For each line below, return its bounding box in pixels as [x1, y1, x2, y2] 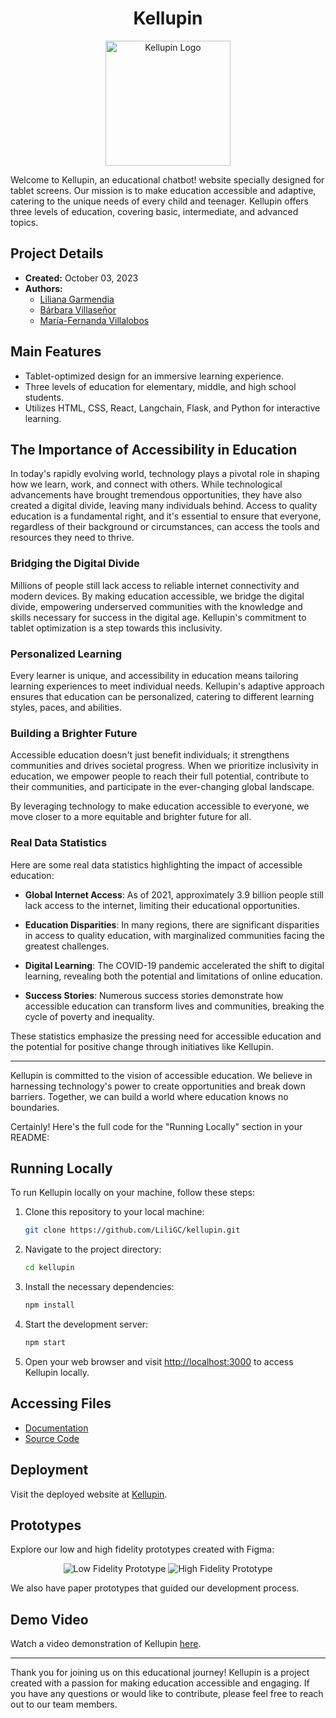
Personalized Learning [10, 647, 123, 661]
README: [10, 1131, 50, 1143]
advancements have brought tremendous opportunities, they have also [10, 489, 303, 501]
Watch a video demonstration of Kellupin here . [10, 1638, 202, 1650]
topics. [10, 216, 39, 228]
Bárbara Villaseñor [39, 303, 117, 316]
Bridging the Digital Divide [10, 557, 140, 571]
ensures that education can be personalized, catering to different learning [10, 690, 315, 702]
